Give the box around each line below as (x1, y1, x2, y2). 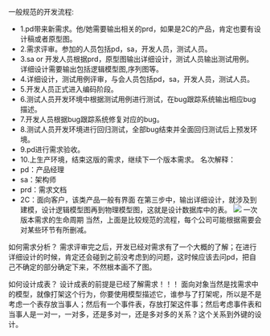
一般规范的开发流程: (8, 7, 75, 16)
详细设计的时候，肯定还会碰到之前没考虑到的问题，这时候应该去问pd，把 (8, 252, 250, 261)
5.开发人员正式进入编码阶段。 (19, 84, 118, 94)
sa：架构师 (19, 175, 57, 184)
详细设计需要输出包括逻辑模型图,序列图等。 (19, 64, 163, 74)
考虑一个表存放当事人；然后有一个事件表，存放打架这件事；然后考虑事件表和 (8, 300, 262, 309)
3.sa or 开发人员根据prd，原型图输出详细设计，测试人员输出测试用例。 (19, 55, 254, 64)
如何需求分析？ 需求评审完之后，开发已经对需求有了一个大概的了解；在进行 (8, 242, 257, 252)
